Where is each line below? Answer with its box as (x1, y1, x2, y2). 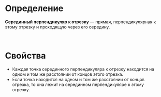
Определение (5, 3, 64, 14)
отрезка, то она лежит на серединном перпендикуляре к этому (12, 82, 144, 87)
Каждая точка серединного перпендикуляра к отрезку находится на (12, 66, 155, 72)
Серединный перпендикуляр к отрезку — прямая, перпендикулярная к (5, 19, 156, 25)
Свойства (5, 50, 46, 61)
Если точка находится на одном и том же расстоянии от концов (12, 76, 145, 82)
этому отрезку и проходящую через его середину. (5, 24, 110, 29)
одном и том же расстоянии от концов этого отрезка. (12, 71, 123, 77)
